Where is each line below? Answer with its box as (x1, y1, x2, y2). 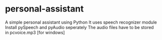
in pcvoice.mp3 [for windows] (5, 29, 65, 35)
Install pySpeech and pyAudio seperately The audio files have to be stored (5, 24, 154, 30)
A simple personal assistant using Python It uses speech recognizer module (5, 19, 157, 25)
